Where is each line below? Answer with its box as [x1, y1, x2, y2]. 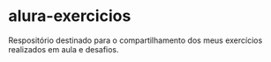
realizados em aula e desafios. [8, 44, 120, 54]
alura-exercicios [8, 6, 132, 26]
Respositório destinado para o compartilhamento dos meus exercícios [8, 35, 263, 45]
